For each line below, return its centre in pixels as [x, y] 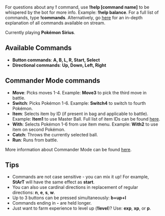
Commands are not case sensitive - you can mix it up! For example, [81, 177]
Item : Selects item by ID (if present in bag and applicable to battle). [80, 114]
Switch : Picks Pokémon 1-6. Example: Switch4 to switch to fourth [79, 103]
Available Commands [38, 48]
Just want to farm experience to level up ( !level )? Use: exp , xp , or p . [82, 208]
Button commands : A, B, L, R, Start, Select [56, 60]
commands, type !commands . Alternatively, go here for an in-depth [74, 18]
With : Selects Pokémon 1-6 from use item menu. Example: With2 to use [85, 124]
